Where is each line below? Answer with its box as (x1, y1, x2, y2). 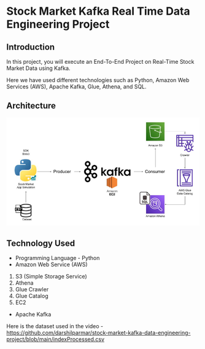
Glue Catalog (15, 293, 48, 300)
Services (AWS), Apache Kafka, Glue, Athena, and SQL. (6, 83, 147, 90)
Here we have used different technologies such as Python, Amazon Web (6, 77, 190, 83)
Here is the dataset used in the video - (6, 323, 104, 330)
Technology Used (6, 238, 75, 248)
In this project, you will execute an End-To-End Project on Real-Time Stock (6, 58, 195, 65)
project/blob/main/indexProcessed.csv (6, 336, 105, 343)
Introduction (6, 42, 55, 52)
